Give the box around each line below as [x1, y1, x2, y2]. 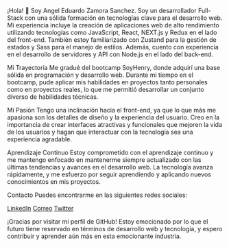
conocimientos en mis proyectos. [7, 178, 101, 185]
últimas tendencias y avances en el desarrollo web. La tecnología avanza [7, 163, 214, 171]
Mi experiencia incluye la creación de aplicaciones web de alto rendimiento [7, 21, 219, 29]
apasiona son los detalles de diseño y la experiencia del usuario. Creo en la [7, 113, 220, 121]
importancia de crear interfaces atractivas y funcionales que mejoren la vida [7, 121, 223, 128]
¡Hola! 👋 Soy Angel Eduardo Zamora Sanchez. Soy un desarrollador [7, 7, 197, 14]
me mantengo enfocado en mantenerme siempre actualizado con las [7, 156, 202, 164]
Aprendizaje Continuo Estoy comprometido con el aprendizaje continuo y [7, 148, 214, 156]
